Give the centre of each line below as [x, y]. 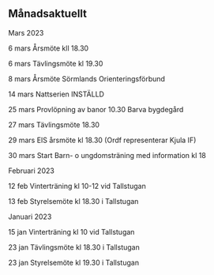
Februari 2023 [32, 171]
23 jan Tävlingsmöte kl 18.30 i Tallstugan [74, 247]
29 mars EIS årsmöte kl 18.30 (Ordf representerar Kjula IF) [102, 140]
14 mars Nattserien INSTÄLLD [56, 94]
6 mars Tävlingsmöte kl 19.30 [56, 63]
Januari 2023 [30, 217]
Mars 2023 [26, 32]
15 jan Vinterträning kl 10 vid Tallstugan [71, 232]
